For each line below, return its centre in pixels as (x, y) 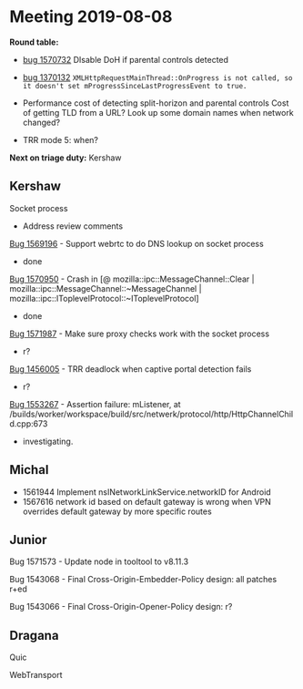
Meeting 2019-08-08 (91, 17)
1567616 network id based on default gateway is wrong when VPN (146, 501)
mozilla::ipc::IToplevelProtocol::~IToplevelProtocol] (104, 298)
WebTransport (36, 675)
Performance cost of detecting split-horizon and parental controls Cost (156, 103)
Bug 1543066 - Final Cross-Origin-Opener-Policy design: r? (121, 607)
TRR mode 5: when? (60, 139)
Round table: (34, 42)
